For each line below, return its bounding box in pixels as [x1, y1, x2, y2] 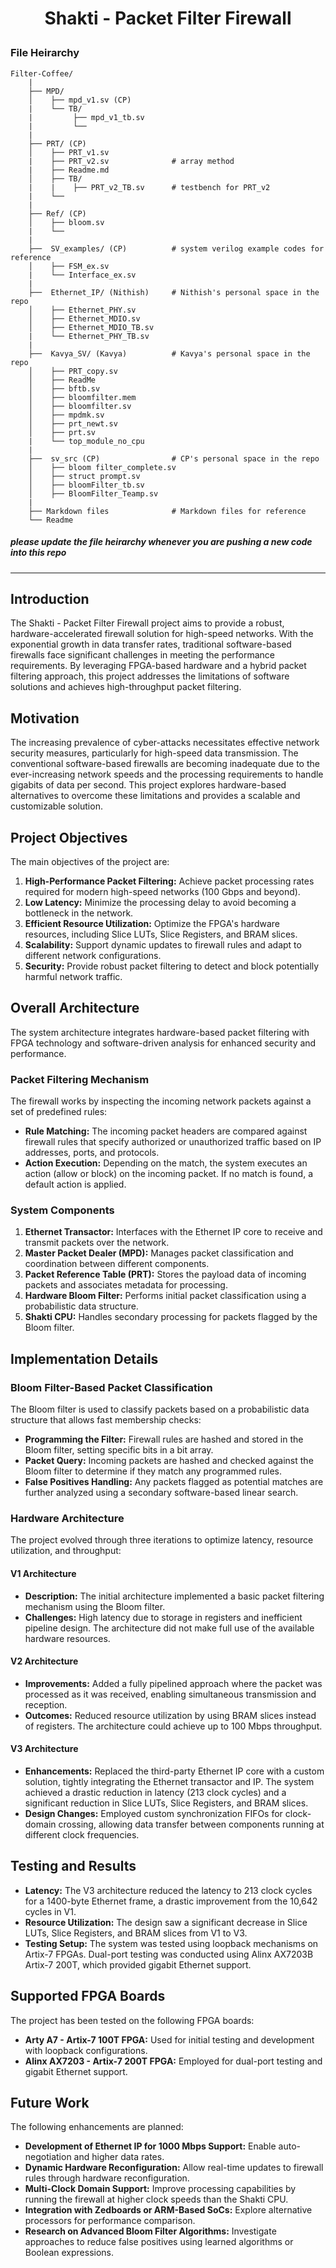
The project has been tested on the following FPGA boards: [10, 2014, 255, 2026]
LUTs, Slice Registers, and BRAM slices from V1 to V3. [24, 1927, 248, 1939]
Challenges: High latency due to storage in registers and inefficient [24, 1611, 303, 1623]
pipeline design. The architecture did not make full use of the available [24, 1622, 315, 1634]
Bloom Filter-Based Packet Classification [10, 1380, 213, 1394]
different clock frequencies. [24, 1828, 140, 1841]
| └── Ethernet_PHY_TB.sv [28, 331, 150, 341]
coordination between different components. [24, 1258, 210, 1270]
